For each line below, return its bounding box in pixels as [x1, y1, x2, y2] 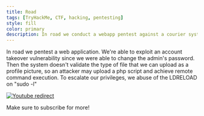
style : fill [6, 20, 36, 26]
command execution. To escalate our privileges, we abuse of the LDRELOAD [6, 74, 197, 81]
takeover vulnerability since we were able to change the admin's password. [6, 55, 195, 62]
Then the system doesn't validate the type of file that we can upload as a [6, 61, 189, 69]
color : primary [6, 26, 45, 32]
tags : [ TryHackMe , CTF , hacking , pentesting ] [6, 15, 123, 21]
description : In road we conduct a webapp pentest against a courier [6, 32, 186, 38]
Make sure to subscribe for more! [6, 104, 90, 111]
